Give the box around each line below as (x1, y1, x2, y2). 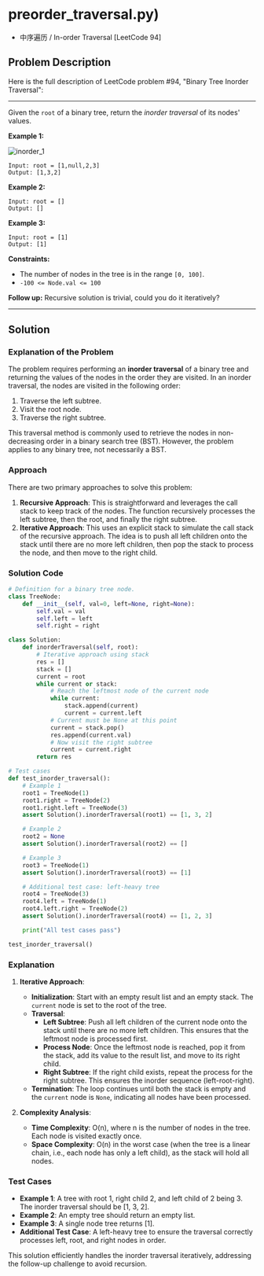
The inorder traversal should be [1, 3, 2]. (19, 1202, 150, 1212)
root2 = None (22, 833, 65, 840)
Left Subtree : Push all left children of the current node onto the (42, 1017, 247, 1027)
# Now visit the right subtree (49, 738, 153, 746)
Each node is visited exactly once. (31, 1131, 142, 1141)
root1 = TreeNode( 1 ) (22, 789, 90, 797)
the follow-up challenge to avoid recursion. (8, 1259, 148, 1269)
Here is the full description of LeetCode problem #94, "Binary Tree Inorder (8, 76, 249, 86)
